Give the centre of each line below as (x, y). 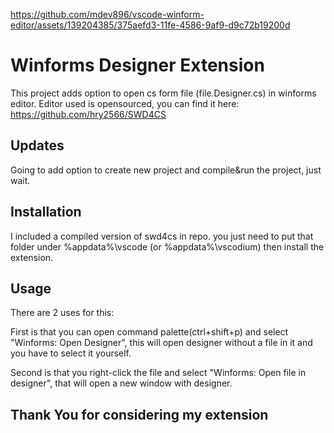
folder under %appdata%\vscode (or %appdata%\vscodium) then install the (167, 246)
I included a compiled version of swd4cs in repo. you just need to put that (162, 236)
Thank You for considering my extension (139, 414)
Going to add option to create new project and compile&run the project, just (166, 170)
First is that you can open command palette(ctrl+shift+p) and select (149, 332)
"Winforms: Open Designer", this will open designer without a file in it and (161, 343)
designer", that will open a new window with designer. (121, 383)
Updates (37, 145)
